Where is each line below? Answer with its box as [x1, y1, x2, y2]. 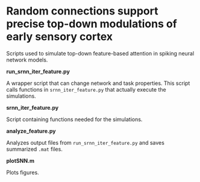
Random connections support [6, 4, 158, 18]
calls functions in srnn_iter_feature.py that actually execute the [6, 86, 167, 93]
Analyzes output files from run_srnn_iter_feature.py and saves [6, 139, 164, 146]
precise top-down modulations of [6, 17, 178, 31]
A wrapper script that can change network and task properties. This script [6, 80, 190, 87]
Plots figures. [6, 169, 39, 176]
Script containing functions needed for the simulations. [6, 116, 143, 123]
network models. [6, 56, 48, 63]
